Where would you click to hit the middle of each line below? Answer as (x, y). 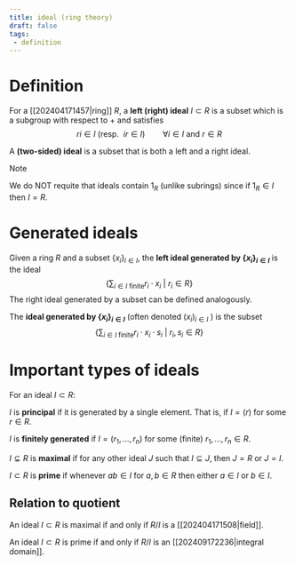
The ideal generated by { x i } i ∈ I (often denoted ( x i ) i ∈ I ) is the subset (136, 318)
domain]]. (27, 551)
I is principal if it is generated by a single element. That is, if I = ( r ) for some (148, 412)
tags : (19, 34)
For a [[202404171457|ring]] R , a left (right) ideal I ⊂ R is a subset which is (147, 111)
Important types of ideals (104, 370)
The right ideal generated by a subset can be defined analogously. (131, 299)
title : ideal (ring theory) (61, 17)
